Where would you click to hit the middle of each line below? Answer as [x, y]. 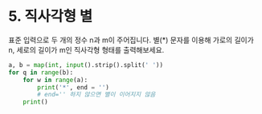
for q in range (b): [41, 73]
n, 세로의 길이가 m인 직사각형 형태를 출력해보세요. [86, 49]
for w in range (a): [55, 80]
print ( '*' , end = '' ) [74, 87]
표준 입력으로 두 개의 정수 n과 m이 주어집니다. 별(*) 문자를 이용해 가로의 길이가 [131, 40]
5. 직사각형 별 [51, 16]
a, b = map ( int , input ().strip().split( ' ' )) [86, 65]
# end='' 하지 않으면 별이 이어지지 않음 [96, 95]
